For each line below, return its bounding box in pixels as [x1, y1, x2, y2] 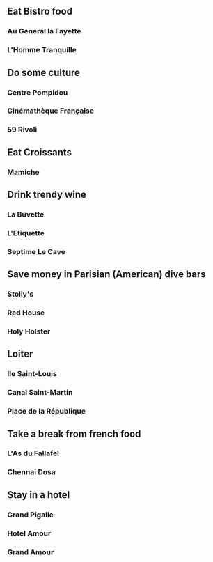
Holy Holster [7, 327, 51, 336]
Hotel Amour [7, 529, 52, 538]
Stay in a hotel [7, 489, 70, 501]
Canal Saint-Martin [7, 388, 73, 398]
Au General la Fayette [7, 26, 81, 36]
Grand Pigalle [7, 510, 54, 520]
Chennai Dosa [7, 467, 56, 477]
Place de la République [7, 407, 86, 416]
